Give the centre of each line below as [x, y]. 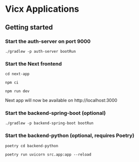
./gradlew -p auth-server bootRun [41, 51]
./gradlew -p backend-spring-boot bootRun [49, 123]
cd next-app [17, 74]
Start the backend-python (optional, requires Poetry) [70, 135]
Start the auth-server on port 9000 [48, 41]
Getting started [29, 27]
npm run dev [17, 91]
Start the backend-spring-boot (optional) [55, 113]
